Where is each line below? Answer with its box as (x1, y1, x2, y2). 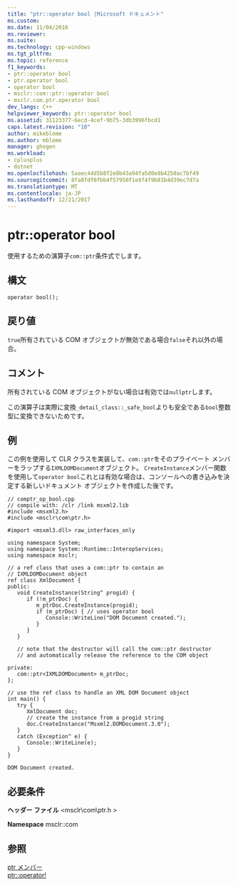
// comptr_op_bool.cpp (7, 495, 75, 503)
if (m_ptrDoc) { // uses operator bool (36, 608, 155, 615)
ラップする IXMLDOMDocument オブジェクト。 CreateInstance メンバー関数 (19, 463, 227, 472)
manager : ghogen (7, 144, 56, 151)
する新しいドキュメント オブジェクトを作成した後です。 (13, 481, 177, 490)
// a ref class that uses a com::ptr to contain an (7, 565, 164, 572)
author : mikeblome (7, 130, 62, 137)
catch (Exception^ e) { (16, 733, 88, 740)
